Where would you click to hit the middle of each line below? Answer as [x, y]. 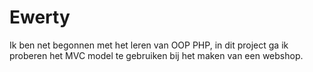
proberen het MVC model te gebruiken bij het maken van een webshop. [156, 55]
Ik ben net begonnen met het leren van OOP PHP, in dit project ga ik [149, 45]
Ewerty [40, 17]
